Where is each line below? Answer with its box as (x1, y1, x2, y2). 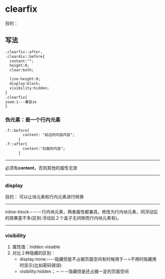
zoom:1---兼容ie (5, 99, 37, 104)
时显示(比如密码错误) (19, 262, 62, 268)
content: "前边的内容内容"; (23, 133, 75, 138)
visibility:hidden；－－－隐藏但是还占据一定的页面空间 (19, 269, 129, 275)
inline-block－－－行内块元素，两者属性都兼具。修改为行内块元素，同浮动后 (5, 209, 158, 215)
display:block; (9, 81, 41, 86)
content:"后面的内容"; (23, 146, 65, 151)
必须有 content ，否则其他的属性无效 (5, 165, 78, 170)
